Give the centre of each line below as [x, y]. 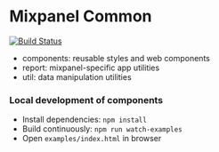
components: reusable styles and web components [116, 58]
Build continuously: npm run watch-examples [102, 129]
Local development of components [86, 100]
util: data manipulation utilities [77, 76]
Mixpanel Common [81, 16]
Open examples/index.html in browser [92, 139]
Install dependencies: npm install [84, 120]
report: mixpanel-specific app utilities [91, 68]
